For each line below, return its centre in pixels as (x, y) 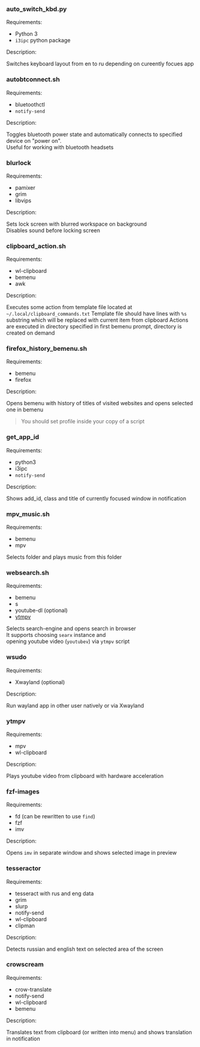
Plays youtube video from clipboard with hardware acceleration (85, 775)
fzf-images (23, 791)
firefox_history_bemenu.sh (47, 348)
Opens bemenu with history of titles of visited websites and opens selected (100, 403)
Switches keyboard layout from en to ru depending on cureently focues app (100, 64)
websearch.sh (28, 572)
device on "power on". (34, 140)
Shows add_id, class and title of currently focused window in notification (96, 498)
